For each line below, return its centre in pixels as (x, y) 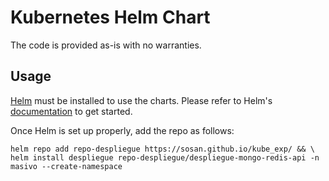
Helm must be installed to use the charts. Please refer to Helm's (141, 100)
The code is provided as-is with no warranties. (106, 45)
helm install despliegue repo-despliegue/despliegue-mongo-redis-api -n (165, 157)
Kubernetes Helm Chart (110, 17)
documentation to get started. (71, 111)
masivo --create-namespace (66, 166)
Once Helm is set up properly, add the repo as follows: (122, 130)
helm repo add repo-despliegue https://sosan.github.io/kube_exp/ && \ (162, 149)
